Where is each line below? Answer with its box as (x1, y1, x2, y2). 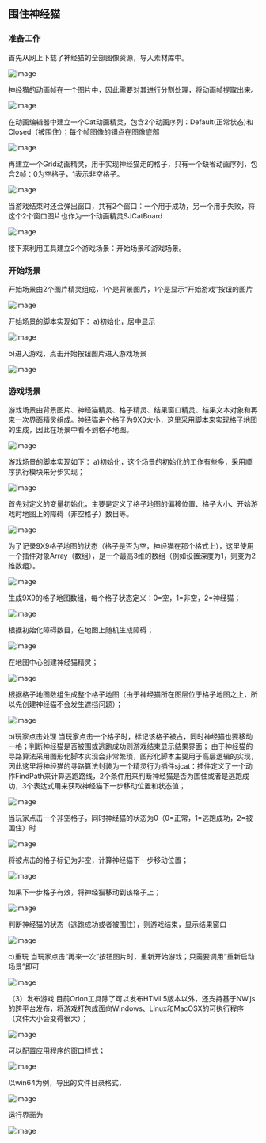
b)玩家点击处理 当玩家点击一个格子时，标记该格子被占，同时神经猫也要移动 (8, 731, 253, 742)
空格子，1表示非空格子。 (44, 169, 124, 178)
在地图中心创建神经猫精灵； (8, 658, 99, 667)
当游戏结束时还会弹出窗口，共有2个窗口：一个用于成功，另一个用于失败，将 (8, 201, 256, 211)
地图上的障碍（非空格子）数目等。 (21, 509, 133, 518)
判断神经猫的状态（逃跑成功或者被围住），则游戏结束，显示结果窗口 (8, 920, 227, 929)
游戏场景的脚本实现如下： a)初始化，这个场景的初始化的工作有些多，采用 (8, 458, 245, 467)
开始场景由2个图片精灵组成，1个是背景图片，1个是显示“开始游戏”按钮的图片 (8, 284, 253, 294)
